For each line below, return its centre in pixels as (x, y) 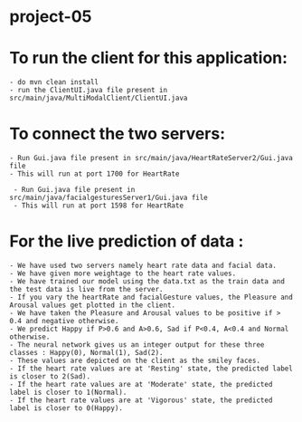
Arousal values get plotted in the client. (93, 305)
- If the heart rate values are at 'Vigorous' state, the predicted (141, 400)
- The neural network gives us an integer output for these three (137, 345)
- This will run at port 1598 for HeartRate (98, 206)
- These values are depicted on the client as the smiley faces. (135, 360)
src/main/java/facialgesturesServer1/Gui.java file (109, 198)
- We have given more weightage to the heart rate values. (123, 273)
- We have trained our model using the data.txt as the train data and (147, 282)
